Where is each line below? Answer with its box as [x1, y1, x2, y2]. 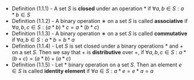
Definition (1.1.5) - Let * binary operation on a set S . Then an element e [11, 61, 182, 68]
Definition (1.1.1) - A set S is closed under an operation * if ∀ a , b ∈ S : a [11, 5, 184, 12]
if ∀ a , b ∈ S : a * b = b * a [11, 36, 75, 43]
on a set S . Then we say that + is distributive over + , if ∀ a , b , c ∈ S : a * [11, 49, 186, 55]
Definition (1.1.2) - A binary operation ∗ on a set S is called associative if [11, 18, 188, 24]
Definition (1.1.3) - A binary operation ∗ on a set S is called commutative [11, 30, 188, 37]
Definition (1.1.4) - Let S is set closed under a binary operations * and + [11, 42, 183, 49]
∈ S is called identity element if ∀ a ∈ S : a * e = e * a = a [11, 68, 154, 74]
